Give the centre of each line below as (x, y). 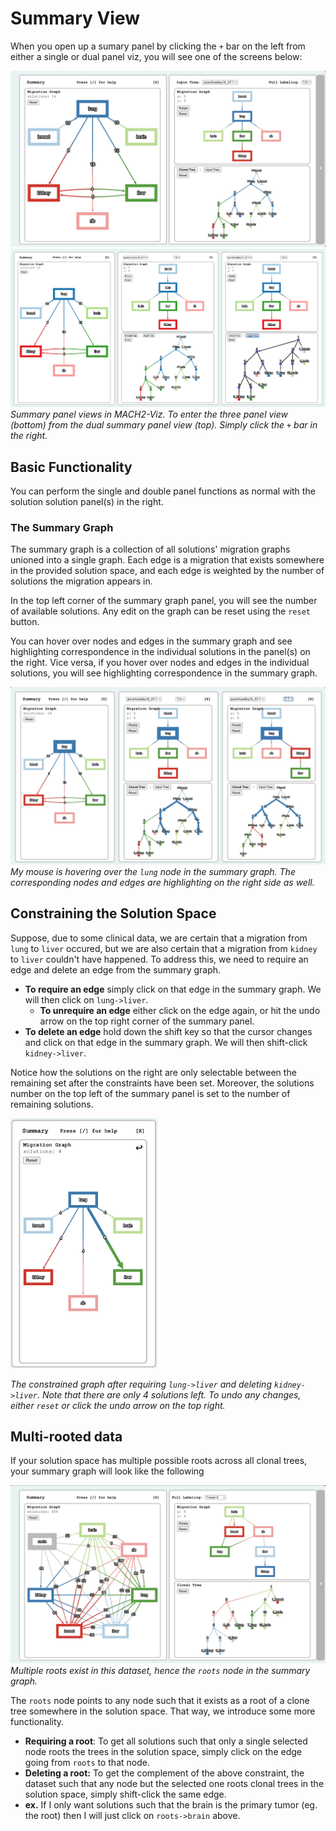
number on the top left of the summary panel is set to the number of (150, 1093)
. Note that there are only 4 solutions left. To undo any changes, (169, 1394)
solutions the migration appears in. (81, 581)
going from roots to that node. (87, 1762)
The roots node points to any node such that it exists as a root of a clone (160, 1700)
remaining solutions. (52, 1104)
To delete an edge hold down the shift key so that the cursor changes (168, 1031)
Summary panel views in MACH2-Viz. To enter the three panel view (149, 414)
